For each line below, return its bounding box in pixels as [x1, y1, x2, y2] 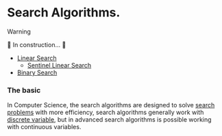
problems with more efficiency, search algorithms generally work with [7, 108, 204, 117]
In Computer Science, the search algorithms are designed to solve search [7, 101, 215, 109]
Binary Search [16, 68, 58, 77]
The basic [7, 85, 41, 95]
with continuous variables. [7, 123, 82, 131]
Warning [7, 27, 31, 36]
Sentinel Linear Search [27, 61, 92, 69]
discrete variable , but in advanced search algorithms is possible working [7, 115, 212, 124]
